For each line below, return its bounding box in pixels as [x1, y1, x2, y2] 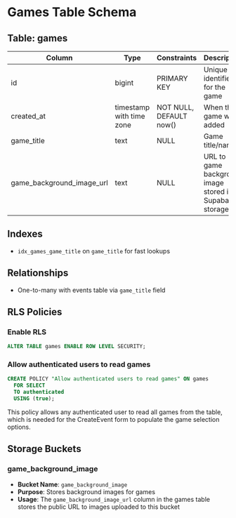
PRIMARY [157, 74, 188, 83]
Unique [203, 65, 228, 74]
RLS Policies [7, 306, 63, 318]
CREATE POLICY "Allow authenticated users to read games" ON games [7, 376, 209, 383]
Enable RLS [7, 327, 47, 337]
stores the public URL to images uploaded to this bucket [17, 503, 181, 511]
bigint [114, 78, 134, 88]
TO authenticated [13, 389, 65, 396]
